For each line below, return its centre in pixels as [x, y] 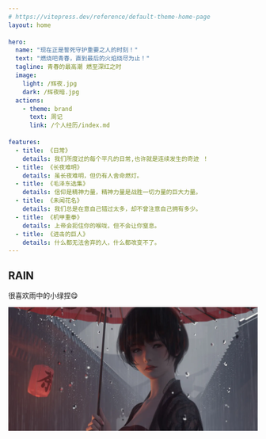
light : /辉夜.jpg [50, 83]
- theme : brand [47, 109]
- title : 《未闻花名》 [49, 201]
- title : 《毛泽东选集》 [52, 184]
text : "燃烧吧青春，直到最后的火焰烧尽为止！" [83, 59]
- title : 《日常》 [43, 151]
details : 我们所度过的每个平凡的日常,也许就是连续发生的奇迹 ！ [116, 158]
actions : [30, 100]
